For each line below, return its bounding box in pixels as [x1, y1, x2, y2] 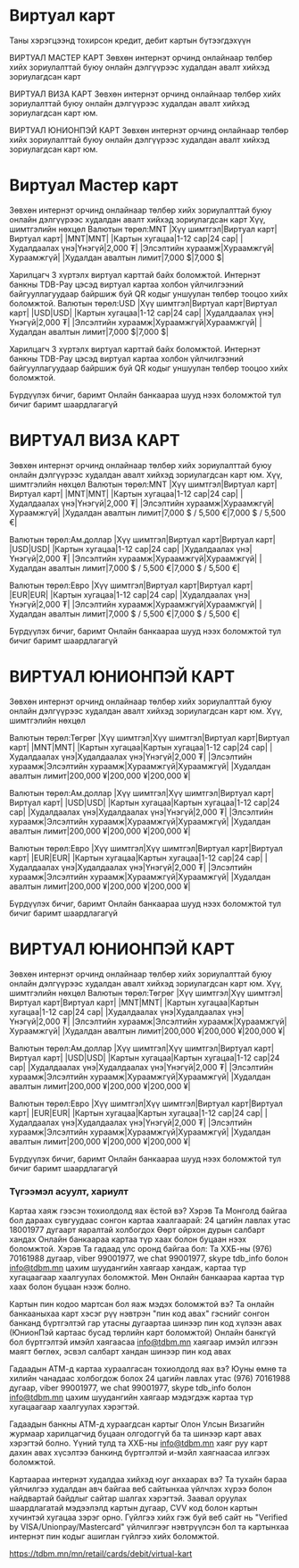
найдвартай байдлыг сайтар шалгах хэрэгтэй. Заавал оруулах [9, 1493, 247, 1504]
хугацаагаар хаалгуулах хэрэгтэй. [9, 1401, 140, 1412]
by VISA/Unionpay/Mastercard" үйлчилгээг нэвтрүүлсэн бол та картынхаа [9, 1521, 289, 1532]
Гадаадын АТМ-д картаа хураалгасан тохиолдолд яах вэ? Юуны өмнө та [9, 1363, 287, 1374]
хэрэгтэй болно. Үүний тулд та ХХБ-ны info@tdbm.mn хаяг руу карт [9, 1438, 268, 1448]
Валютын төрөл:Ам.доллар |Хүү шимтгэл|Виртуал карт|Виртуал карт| [9, 533, 276, 545]
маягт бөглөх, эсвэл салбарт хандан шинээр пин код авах [9, 1346, 232, 1356]
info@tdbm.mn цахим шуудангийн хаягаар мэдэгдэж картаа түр [9, 1391, 254, 1403]
